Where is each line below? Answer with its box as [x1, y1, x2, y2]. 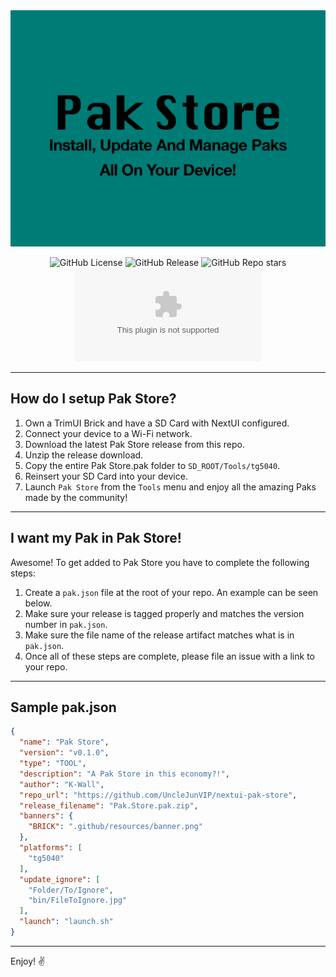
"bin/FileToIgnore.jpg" [28, 895, 128, 906]
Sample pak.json [10, 699, 117, 716]
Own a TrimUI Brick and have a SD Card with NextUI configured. [24, 417, 290, 429]
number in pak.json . [24, 618, 108, 630]
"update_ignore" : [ [19, 874, 101, 884]
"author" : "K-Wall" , [19, 779, 105, 789]
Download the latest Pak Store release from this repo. [24, 438, 245, 450]
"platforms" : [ [19, 843, 83, 853]
